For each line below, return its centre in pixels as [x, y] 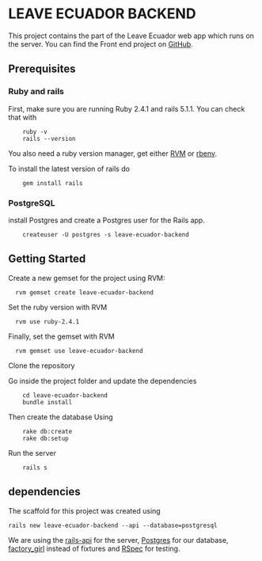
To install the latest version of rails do [69, 169]
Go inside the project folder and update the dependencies [103, 381]
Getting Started [47, 259]
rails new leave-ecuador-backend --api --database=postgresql [113, 525]
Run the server [32, 453]
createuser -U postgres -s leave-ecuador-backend [106, 234]
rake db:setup [46, 438]
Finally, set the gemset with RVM [61, 336]
